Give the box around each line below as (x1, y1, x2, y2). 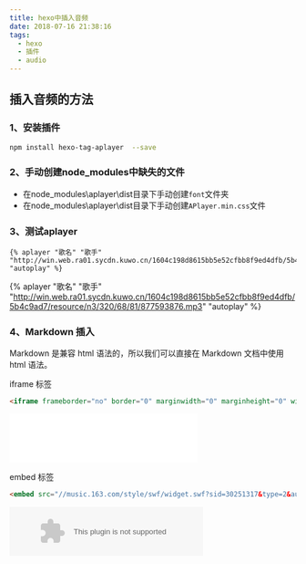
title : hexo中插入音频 (9, 13, 89, 23)
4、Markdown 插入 (9, 326, 96, 339)
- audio (17, 56, 47, 65)
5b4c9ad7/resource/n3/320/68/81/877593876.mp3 (9, 301, 203, 312)
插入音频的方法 (9, 92, 94, 108)
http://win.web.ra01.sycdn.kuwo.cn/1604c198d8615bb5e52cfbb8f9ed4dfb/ (13, 291, 296, 302)
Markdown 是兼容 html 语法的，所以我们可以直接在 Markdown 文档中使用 (9, 348, 284, 359)
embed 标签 (9, 472, 55, 483)
